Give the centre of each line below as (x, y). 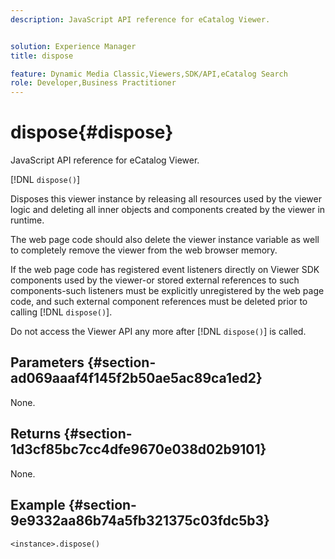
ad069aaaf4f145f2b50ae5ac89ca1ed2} (136, 378)
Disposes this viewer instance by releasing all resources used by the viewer (166, 199)
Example (38, 505)
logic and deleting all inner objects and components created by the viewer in (168, 210)
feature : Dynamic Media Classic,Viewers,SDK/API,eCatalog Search (149, 74)
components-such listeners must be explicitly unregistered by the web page (167, 291)
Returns (36, 434)
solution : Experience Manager (73, 46)
